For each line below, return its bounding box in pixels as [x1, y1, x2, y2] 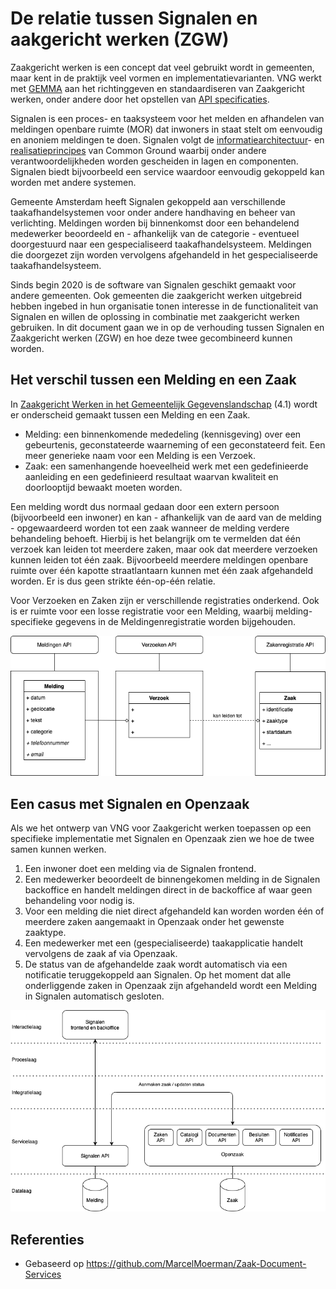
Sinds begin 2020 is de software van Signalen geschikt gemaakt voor [10, 278, 297, 291]
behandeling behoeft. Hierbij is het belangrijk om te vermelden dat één [10, 532, 302, 544]
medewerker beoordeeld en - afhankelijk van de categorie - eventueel [10, 227, 300, 239]
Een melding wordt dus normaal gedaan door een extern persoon [10, 500, 280, 512]
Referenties [10, 1231, 85, 1248]
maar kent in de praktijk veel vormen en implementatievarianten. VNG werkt [10, 72, 322, 84]
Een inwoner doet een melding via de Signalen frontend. [24, 862, 257, 874]
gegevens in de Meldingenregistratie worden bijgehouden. [54, 615, 297, 627]
